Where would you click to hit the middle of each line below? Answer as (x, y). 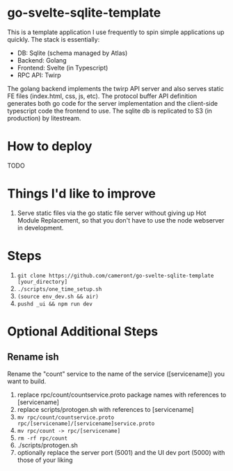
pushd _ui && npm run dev (55, 304)
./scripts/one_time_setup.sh (59, 289)
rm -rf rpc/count (42, 438)
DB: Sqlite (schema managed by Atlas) (72, 53)
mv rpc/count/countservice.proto (66, 417)
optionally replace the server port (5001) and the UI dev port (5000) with (121, 452)
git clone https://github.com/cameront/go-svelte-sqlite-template (115, 276)
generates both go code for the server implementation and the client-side (112, 103)
